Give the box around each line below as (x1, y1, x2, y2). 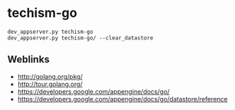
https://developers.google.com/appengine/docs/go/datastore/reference (17, 94, 228, 103)
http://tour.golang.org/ (17, 80, 83, 88)
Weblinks (7, 54, 50, 66)
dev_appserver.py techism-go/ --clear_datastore (7, 34, 154, 42)
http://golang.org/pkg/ (17, 72, 83, 80)
